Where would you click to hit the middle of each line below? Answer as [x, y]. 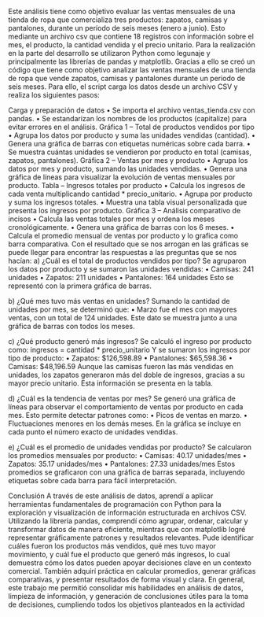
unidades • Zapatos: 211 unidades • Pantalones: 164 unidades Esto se [121, 277]
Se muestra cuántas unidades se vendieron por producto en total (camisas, [130, 152]
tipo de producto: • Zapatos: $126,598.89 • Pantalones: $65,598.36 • [121, 358]
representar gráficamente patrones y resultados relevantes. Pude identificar [131, 538]
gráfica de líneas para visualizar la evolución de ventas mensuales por [122, 177]
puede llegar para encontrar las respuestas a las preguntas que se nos [123, 252]
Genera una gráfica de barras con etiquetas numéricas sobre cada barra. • [130, 144]
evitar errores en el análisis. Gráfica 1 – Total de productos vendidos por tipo [132, 127]
